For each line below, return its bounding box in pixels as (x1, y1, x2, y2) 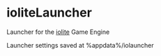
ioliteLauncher (6, 5, 92, 21)
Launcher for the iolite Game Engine (6, 28, 110, 36)
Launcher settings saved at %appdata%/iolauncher (6, 41, 154, 49)
